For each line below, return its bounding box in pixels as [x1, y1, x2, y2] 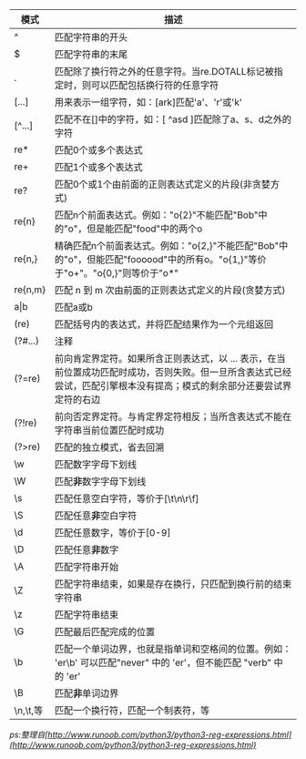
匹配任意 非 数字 [54, 544, 119, 556]
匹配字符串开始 [54, 560, 119, 573]
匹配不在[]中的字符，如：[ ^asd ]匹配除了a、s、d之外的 [54, 113, 291, 126]
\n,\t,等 [14, 704, 44, 716]
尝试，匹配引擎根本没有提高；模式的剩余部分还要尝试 [54, 380, 283, 392]
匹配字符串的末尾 [54, 48, 128, 60]
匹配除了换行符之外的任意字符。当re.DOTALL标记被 [54, 66, 275, 77]
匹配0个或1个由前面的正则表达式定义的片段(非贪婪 [54, 178, 271, 190]
